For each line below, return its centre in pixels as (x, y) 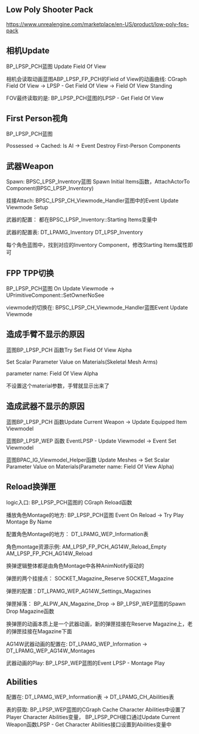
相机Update (28, 51)
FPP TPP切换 (30, 273)
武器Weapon (30, 166)
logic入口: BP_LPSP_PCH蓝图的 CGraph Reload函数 (69, 502)
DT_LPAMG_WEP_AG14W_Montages (51, 651)
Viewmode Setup (27, 207)
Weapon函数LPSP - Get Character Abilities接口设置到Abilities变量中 (89, 724)
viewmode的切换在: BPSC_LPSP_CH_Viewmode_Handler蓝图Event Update (97, 308)
